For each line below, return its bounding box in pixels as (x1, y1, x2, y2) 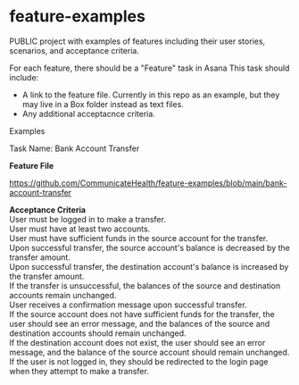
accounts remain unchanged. (9, 289, 117, 300)
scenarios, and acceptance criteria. (9, 45, 140, 55)
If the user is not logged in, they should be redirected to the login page (9, 356, 270, 367)
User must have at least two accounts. (9, 223, 151, 234)
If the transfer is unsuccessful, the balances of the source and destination (9, 280, 281, 291)
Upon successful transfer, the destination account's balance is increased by (9, 261, 289, 272)
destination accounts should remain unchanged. (9, 328, 187, 339)
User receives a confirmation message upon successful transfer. (9, 299, 247, 310)
